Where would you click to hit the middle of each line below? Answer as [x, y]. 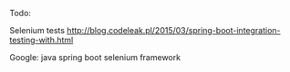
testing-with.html [41, 40]
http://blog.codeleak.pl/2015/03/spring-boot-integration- [174, 30]
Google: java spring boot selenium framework [95, 57]
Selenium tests [37, 30]
